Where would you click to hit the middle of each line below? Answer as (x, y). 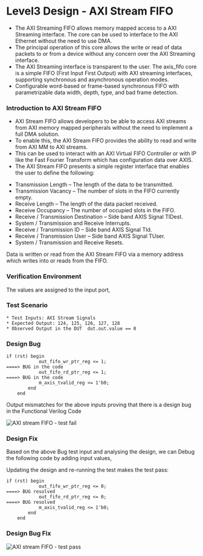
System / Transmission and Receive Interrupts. (73, 223)
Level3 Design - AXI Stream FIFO (90, 11)
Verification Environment (44, 276)
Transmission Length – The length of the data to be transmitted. (94, 185)
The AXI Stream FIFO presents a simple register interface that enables (102, 166)
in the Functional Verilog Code (44, 411)
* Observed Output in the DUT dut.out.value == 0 (71, 329)
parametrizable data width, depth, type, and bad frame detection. (96, 92)
